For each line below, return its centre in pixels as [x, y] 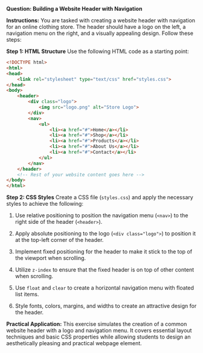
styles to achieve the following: [45, 204]
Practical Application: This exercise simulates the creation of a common [97, 324]
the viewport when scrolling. [50, 258]
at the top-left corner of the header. [59, 240]
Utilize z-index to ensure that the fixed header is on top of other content [105, 270]
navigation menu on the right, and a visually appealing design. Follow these [100, 33]
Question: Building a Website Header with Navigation [74, 9]
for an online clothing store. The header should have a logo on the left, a [96, 27]
